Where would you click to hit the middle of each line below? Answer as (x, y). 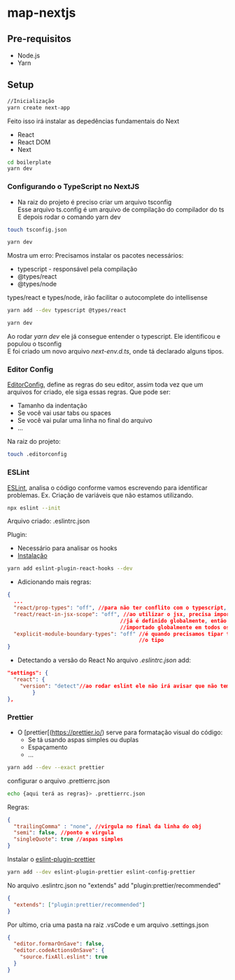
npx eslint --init (34, 508)
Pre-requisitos (40, 39)
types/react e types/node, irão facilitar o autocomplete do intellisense (107, 297)
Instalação (32, 556)
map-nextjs (42, 13)
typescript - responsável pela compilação (77, 269)
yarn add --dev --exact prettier (56, 767)
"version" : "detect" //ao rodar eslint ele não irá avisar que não (119, 686)
